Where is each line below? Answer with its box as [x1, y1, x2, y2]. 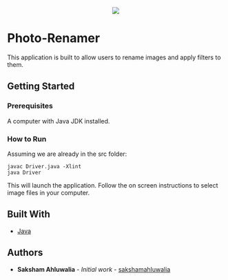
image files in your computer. [7, 188, 90, 197]
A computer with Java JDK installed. [7, 117, 110, 125]
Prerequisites [7, 101, 53, 111]
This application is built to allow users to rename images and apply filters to [7, 53, 222, 61]
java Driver [7, 169, 41, 176]
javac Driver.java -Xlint [7, 163, 81, 170]
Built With [7, 208, 50, 220]
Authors [7, 247, 43, 259]
